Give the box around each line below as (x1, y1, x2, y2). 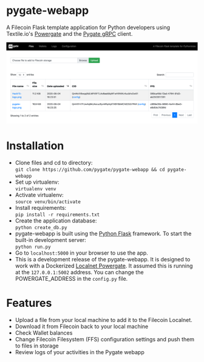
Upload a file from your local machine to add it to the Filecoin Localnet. (15, 316, 192, 323)
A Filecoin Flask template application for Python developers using (6, 24, 171, 31)
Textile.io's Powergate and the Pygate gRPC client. (6, 30, 133, 37)
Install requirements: (15, 204, 67, 211)
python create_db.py (15, 224, 67, 230)
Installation (6, 139, 64, 153)
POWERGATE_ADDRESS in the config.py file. (15, 275, 128, 282)
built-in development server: (15, 236, 86, 243)
